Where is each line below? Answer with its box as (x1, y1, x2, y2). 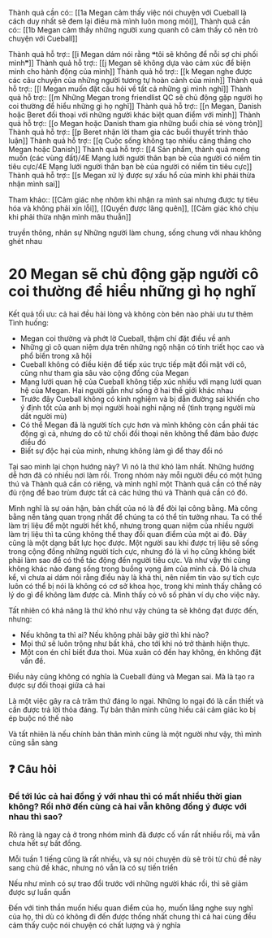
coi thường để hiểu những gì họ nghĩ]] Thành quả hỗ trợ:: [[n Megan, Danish (8, 102, 261, 111)
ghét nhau (8, 237, 43, 246)
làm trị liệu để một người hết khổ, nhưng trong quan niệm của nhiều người (8, 521, 254, 530)
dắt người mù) (19, 411, 67, 421)
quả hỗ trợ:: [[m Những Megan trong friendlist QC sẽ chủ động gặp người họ (8, 93, 263, 102)
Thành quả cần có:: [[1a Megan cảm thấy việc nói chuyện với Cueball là (8, 8, 247, 17)
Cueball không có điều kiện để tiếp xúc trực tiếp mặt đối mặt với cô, (19, 359, 248, 369)
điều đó (19, 437, 46, 447)
